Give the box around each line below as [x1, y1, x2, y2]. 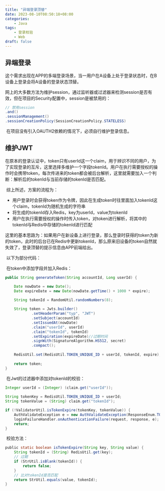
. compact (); [31, 343, 56, 348]
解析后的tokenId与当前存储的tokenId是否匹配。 [13, 176, 109, 182]
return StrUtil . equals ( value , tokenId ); [14, 477, 98, 482]
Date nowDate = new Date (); [14, 284, 71, 289]
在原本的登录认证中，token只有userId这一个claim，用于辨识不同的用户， [5, 158, 152, 164]
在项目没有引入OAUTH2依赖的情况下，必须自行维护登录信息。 [6, 128, 132, 134]
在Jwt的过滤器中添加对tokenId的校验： [6, 375, 85, 381]
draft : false [5, 39, 32, 44]
